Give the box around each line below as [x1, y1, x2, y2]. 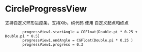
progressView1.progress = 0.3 [22, 42, 83, 47]
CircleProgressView [5, 3, 87, 14]
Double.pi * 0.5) [5, 34, 40, 39]
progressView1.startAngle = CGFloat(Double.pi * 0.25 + [22, 29, 138, 34]
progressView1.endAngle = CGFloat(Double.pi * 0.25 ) [22, 38, 133, 43]
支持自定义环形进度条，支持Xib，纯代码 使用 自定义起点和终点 [5, 20, 129, 26]
